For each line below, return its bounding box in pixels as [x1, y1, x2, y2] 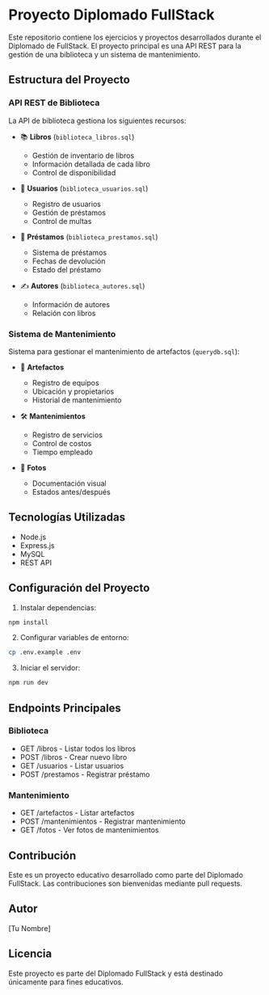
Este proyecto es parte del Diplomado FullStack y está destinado [8, 968, 224, 978]
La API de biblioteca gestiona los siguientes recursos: [8, 116, 187, 125]
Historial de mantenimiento [32, 394, 122, 405]
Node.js [19, 532, 47, 542]
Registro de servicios [32, 430, 103, 440]
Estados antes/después [32, 487, 111, 496]
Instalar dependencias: [19, 602, 97, 612]
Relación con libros [32, 308, 96, 318]
